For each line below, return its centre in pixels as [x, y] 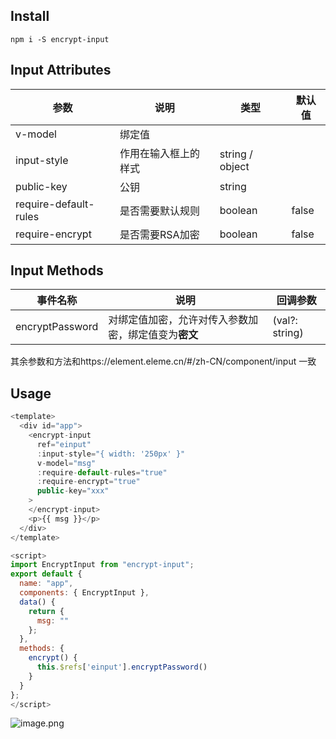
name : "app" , [46, 584]
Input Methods [57, 270]
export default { [46, 574]
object [234, 166]
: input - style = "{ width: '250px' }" [111, 454]
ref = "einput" [64, 444]
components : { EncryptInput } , [84, 593]
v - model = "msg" [66, 463]
